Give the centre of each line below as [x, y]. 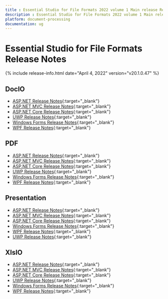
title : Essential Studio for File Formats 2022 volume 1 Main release [81, 10]
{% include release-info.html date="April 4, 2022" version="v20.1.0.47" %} [82, 73]
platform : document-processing [38, 19]
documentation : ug [24, 24]
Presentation [26, 198]
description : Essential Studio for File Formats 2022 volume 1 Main [79, 15]
